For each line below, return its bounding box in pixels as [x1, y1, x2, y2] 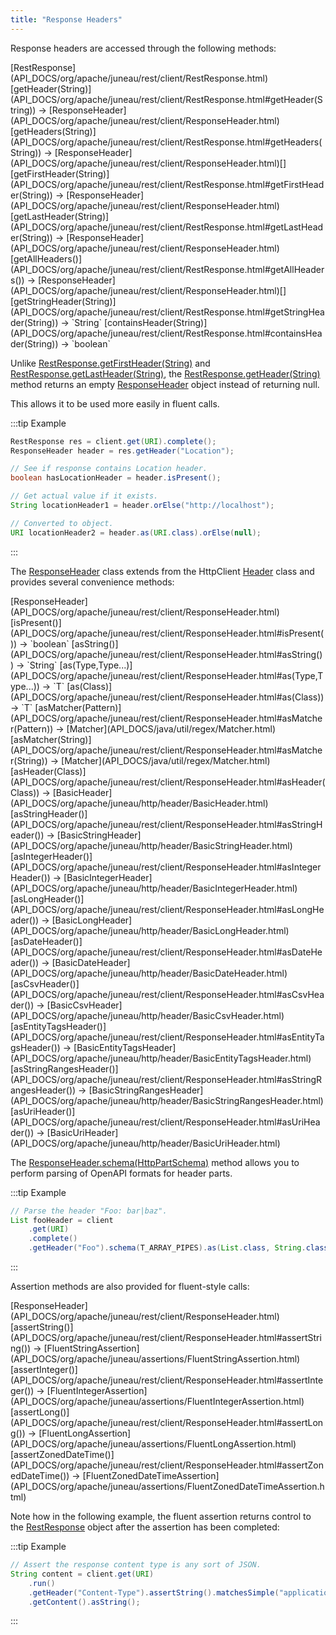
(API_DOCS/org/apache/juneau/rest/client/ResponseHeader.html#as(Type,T [10, 669, 324, 681]
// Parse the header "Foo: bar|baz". [10, 1206, 168, 1216]
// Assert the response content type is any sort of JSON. [10, 1560, 262, 1570]
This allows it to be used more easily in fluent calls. [10, 397, 220, 410]
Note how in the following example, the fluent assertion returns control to [10, 1511, 312, 1522]
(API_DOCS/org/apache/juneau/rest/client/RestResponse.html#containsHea [10, 327, 323, 339]
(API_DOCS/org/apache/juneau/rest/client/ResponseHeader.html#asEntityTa [10, 1031, 325, 1043]
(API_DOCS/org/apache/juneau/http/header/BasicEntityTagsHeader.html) [10, 1052, 312, 1064]
